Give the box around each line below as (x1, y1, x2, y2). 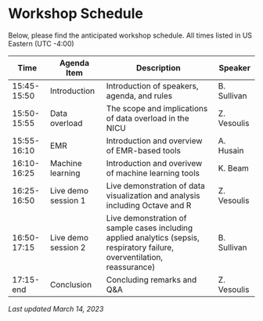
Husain (218, 145, 244, 156)
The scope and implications (106, 103, 208, 114)
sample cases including (106, 222, 193, 233)
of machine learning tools (106, 168, 200, 179)
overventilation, (106, 251, 163, 262)
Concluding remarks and (106, 274, 197, 285)
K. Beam (218, 162, 249, 173)
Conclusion (49, 279, 92, 290)
